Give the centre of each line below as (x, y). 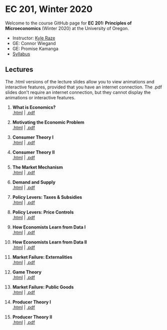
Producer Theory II (32, 317)
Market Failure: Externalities (42, 257)
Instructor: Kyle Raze (34, 38)
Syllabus (21, 54)
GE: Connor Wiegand (34, 43)
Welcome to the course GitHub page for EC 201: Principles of (69, 23)
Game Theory (27, 272)
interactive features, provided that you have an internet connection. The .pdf (83, 87)
